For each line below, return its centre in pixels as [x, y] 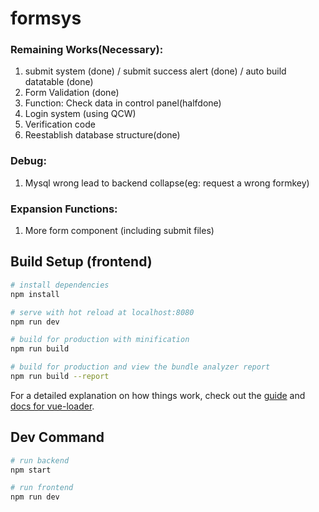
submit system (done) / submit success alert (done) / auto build [155, 71]
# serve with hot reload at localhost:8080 [102, 312]
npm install [35, 294]
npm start [31, 470]
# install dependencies [60, 285]
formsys [46, 18]
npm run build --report [60, 377]
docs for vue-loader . [52, 406]
